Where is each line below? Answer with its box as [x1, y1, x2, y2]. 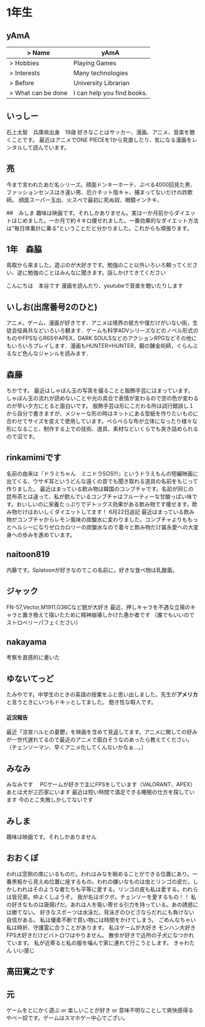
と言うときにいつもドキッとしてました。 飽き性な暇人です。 [6, 699, 157, 706]
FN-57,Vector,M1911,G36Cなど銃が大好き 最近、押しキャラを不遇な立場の [6, 603, 190, 611]
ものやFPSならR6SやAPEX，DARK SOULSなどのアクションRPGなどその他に [6, 334, 197, 342]
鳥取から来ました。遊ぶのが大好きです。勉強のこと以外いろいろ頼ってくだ [6, 261, 193, 269]
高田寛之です [6, 966, 55, 977]
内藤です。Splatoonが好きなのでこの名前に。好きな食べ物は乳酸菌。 [6, 566, 178, 573]
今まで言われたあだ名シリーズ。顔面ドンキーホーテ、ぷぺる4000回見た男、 [6, 181, 196, 188]
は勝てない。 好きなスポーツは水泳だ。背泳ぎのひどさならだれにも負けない [6, 908, 195, 916]
